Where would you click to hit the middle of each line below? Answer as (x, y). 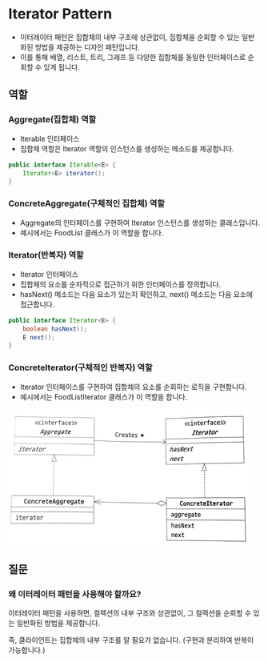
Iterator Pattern (60, 14)
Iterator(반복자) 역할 (46, 255)
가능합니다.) (27, 650)
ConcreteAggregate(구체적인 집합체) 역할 (87, 203)
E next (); (39, 337)
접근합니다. (37, 304)
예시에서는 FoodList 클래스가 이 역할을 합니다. (92, 232)
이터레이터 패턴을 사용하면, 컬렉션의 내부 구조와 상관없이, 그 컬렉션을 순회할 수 (130, 613)
